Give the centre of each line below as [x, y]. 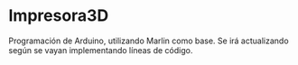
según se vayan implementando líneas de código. [101, 50]
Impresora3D [59, 16]
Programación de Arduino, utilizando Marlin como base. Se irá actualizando [149, 41]
